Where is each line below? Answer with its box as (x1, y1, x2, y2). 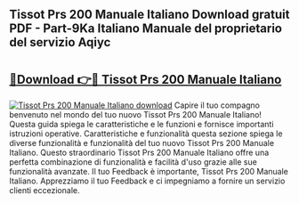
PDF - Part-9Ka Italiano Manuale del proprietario (9, 21, 283, 37)
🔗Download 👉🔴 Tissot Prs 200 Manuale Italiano (9, 71, 282, 87)
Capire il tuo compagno (174, 100, 261, 110)
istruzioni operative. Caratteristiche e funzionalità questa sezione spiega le (9, 128, 283, 139)
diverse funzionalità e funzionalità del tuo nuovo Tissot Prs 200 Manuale (9, 138, 274, 148)
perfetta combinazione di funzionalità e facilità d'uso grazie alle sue (9, 157, 258, 167)
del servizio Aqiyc (9, 35, 111, 50)
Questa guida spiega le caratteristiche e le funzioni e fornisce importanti (9, 119, 274, 129)
